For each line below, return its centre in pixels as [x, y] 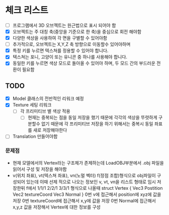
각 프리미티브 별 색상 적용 [45, 111]
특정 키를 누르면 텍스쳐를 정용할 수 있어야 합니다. [60, 50]
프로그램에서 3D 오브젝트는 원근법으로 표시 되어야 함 [64, 25]
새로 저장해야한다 [50, 130]
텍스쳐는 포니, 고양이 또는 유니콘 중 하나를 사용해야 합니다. [70, 57]
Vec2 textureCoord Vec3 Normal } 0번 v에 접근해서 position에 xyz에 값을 [87, 194]
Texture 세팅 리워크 [32, 105]
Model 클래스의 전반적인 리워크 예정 [48, 98]
